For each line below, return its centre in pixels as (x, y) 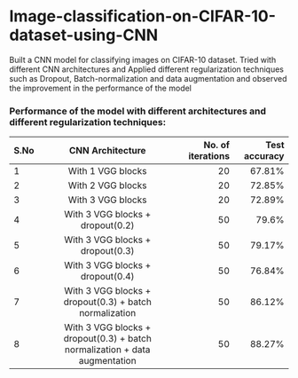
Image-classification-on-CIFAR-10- (143, 16)
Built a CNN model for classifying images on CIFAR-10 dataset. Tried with (143, 59)
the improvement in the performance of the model (101, 88)
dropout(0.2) (107, 225)
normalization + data (108, 350)
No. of (217, 146)
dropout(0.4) (107, 277)
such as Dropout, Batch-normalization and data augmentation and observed (148, 78)
